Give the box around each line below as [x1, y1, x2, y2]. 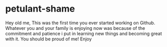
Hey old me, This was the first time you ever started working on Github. [5, 20, 156, 26]
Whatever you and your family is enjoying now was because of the [5, 25, 146, 31]
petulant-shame [5, 3, 75, 15]
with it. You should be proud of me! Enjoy [5, 36, 92, 42]
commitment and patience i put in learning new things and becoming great [5, 30, 162, 36]
